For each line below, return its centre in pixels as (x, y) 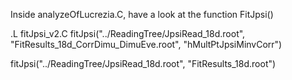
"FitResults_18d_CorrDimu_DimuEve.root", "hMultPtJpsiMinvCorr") (146, 44)
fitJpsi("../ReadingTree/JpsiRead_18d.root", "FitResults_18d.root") (143, 63)
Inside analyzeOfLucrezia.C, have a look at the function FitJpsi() (142, 14)
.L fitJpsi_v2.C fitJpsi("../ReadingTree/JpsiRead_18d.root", (128, 33)
